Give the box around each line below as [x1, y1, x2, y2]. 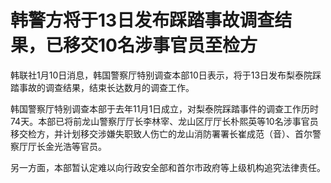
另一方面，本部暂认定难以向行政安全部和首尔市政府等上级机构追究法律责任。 [10, 161, 326, 173]
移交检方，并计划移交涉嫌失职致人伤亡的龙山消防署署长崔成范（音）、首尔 [10, 127, 313, 140]
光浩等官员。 [53, 140, 107, 152]
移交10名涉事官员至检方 [63, 34, 258, 57]
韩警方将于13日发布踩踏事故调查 [10, 9, 275, 32]
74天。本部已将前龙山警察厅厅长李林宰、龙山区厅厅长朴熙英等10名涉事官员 [10, 115, 319, 127]
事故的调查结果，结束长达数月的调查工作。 [18, 81, 195, 93]
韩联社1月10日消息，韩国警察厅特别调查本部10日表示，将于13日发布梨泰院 [10, 69, 313, 81]
